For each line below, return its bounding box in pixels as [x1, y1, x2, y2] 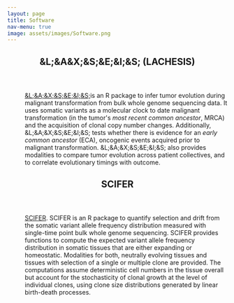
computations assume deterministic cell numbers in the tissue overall [24, 266, 224, 274]
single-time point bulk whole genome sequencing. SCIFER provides [24, 229, 219, 237]
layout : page [7, 10, 45, 17]
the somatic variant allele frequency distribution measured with [24, 221, 207, 230]
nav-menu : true [7, 23, 52, 30]
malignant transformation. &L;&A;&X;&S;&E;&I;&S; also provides [24, 143, 207, 151]
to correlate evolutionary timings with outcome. [24, 158, 161, 167]
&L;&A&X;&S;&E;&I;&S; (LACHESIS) [39, 55, 196, 67]
